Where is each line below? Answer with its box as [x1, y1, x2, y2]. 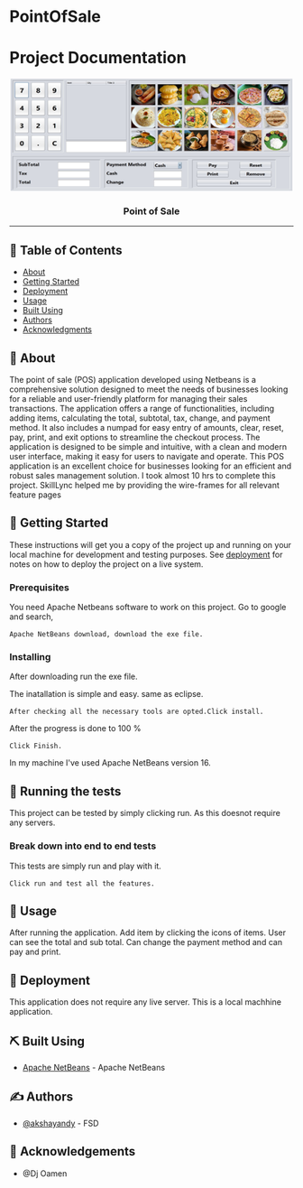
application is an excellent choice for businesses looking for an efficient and [9, 460, 291, 471]
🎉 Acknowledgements [9, 1144, 136, 1159]
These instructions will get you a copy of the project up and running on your [9, 539, 291, 550]
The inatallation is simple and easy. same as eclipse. [9, 689, 204, 700]
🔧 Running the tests [9, 784, 122, 799]
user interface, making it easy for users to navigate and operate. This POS [9, 451, 284, 462]
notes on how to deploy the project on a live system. [9, 558, 204, 570]
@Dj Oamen [22, 1167, 68, 1179]
